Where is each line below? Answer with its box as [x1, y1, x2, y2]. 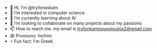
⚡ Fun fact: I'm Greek [9, 38, 53, 44]
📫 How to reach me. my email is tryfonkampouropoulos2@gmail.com [9, 26, 152, 31]
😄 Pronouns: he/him [9, 33, 52, 39]
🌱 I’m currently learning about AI [9, 15, 76, 21]
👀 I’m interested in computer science [9, 10, 85, 16]
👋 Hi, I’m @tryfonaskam [9, 5, 58, 10]
